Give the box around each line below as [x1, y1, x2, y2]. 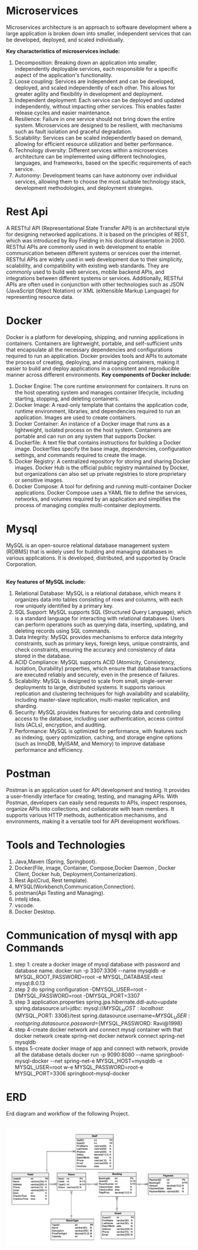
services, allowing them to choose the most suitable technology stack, [14, 178, 186, 185]
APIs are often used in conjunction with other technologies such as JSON [6, 281, 184, 288]
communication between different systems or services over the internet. [6, 249, 181, 256]
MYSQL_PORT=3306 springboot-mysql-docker [14, 1070, 130, 1077]
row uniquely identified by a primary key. [14, 602, 114, 609]
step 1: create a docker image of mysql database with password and [14, 960, 180, 968]
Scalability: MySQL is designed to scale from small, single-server [14, 677, 173, 685]
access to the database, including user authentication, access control [14, 715, 184, 722]
